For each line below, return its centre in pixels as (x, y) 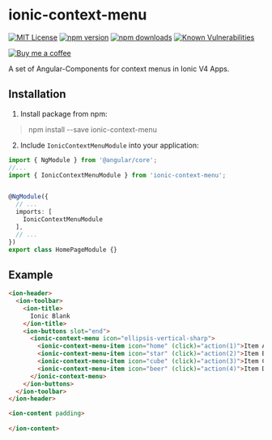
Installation (37, 94)
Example (31, 274)
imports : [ (34, 212)
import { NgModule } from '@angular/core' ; (83, 160)
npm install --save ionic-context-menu (93, 129)
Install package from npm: (64, 113)
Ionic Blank (50, 316)
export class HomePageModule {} (63, 250)
